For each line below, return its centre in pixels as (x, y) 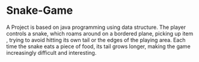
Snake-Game (40, 11)
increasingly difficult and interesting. (51, 52)
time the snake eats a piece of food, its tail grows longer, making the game (98, 46)
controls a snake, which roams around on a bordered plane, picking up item (100, 33)
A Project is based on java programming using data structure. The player (96, 27)
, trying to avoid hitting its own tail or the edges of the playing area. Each (96, 40)
